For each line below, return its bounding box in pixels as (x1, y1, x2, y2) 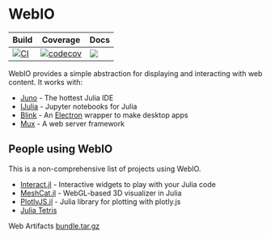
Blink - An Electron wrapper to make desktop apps (19, 110, 188, 120)
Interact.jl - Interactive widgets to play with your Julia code (19, 179, 216, 189)
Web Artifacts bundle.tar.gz (8, 220, 100, 231)
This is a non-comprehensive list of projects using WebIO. (8, 164, 201, 173)
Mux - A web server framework (19, 118, 125, 128)
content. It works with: (8, 77, 83, 87)
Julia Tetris (19, 205, 57, 215)
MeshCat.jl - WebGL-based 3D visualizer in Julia (19, 188, 182, 198)
